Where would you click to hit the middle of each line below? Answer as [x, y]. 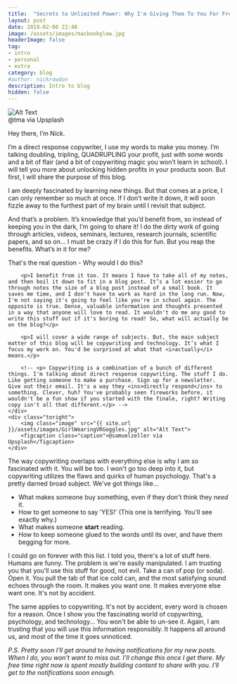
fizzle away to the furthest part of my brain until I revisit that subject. [107, 205]
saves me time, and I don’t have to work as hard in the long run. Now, [117, 294]
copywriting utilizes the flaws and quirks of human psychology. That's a [112, 476]
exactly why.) [37, 520]
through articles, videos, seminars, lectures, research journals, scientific [113, 234]
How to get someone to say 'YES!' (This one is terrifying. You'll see [115, 512]
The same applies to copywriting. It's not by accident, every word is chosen [118, 607]
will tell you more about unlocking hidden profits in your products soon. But [117, 170]
